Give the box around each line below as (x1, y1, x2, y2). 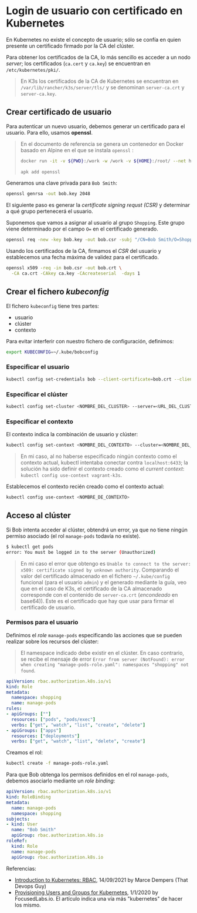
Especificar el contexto (6, 417, 73, 426)
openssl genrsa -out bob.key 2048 (6, 191, 91, 197)
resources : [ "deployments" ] (11, 733, 80, 739)
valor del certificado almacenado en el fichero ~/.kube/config (20, 572, 170, 580)
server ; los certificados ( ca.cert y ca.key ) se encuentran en (6, 60, 151, 67)
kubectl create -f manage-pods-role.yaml (6, 760, 109, 767)
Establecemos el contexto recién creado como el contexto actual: (6, 483, 164, 490)
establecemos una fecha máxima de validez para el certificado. (6, 254, 159, 261)
